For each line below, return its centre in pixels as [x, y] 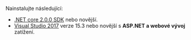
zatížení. [24, 32]
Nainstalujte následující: [34, 8]
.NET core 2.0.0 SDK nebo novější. [56, 19]
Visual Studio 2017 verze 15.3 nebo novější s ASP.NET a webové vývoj [100, 26]
